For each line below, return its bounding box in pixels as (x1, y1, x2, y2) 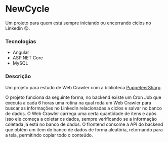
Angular (12, 49, 29, 56)
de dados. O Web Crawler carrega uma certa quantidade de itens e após (5, 110, 157, 117)
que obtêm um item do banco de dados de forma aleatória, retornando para (5, 126, 163, 132)
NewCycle (5, 3, 50, 15)
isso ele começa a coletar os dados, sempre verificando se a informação (5, 116, 157, 122)
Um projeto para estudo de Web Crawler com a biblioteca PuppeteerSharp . (5, 84, 162, 90)
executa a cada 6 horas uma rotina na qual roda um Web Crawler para (5, 99, 152, 105)
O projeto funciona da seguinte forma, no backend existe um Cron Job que (5, 94, 161, 100)
